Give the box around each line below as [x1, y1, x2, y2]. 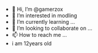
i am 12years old [11, 40, 52, 47]
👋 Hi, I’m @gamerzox [11, 6, 64, 13]
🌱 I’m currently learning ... [11, 18, 75, 25]
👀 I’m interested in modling [11, 12, 77, 19]
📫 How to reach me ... [11, 32, 67, 38]
